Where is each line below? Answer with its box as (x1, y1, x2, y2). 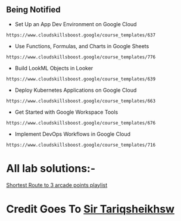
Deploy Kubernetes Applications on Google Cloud (14, 86, 137, 94)
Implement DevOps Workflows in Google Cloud (14, 130, 131, 138)
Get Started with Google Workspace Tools (14, 108, 118, 116)
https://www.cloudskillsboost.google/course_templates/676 (6, 120, 156, 126)
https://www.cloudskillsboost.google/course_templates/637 (6, 32, 156, 38)
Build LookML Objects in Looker (14, 64, 93, 71)
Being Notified (6, 5, 61, 15)
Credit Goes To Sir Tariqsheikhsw (6, 202, 174, 216)
